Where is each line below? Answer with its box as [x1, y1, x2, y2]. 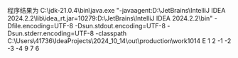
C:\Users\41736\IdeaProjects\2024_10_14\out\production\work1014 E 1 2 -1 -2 [7, 37, 232, 45]
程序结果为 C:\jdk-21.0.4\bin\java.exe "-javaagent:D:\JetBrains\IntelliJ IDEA [7, 6, 226, 14]
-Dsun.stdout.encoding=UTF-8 [74, 22, 166, 30]
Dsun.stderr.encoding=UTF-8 [7, 29, 94, 37]
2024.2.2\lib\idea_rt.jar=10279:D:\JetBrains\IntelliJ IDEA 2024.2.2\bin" [7, 14, 213, 23]
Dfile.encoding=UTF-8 [7, 22, 73, 30]
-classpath [95, 29, 127, 37]
